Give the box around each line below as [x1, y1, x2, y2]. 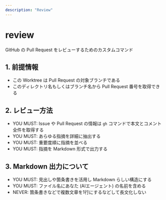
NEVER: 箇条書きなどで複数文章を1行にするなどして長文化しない [12, 189, 146, 195]
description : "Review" [5, 7, 53, 13]
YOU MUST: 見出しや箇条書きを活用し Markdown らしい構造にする [12, 177, 152, 182]
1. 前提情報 [5, 63, 39, 71]
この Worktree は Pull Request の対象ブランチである [12, 77, 120, 84]
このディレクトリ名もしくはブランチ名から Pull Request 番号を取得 [12, 84, 151, 90]
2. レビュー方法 [5, 106, 53, 114]
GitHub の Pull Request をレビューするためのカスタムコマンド [5, 47, 134, 53]
